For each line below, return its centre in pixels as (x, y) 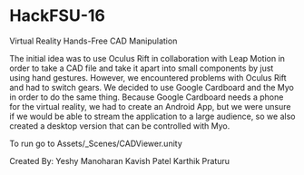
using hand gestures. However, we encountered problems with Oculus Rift (148, 77)
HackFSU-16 (58, 16)
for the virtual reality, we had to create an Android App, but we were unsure (150, 106)
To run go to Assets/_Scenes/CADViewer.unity (96, 143)
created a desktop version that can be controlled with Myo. (120, 126)
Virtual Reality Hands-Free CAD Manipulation (93, 41)
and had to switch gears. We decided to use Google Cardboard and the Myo (152, 87)
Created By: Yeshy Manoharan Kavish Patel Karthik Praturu (119, 160)
